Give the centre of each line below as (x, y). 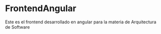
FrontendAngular (41, 8)
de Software (18, 27)
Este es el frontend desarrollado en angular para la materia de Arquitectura (81, 22)
